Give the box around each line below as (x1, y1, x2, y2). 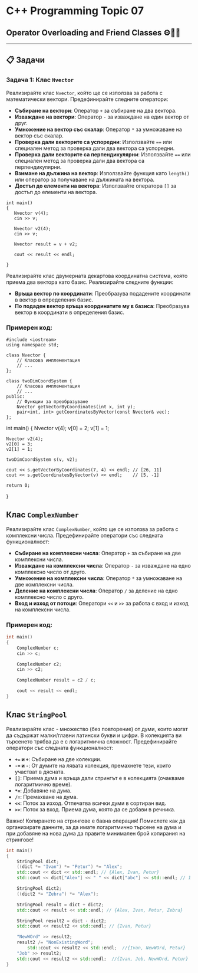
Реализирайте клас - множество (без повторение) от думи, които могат (6, 725, 189, 732)
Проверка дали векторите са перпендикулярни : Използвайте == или (14, 150, 191, 158)
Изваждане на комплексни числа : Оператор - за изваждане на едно (14, 562, 192, 569)
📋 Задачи (6, 55, 45, 65)
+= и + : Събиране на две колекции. (14, 755, 102, 762)
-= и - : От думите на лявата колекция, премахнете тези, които (14, 762, 171, 769)
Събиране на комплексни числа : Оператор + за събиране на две (14, 549, 181, 556)
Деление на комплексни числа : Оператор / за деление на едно (14, 587, 178, 594)
